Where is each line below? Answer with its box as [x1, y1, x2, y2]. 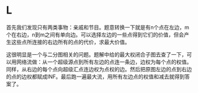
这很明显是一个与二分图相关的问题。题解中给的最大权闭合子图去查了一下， [6, 51, 187, 58]
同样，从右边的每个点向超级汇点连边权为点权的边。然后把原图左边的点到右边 [6, 65, 192, 72]
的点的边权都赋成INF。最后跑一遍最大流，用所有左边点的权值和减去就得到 [6, 73, 185, 80]
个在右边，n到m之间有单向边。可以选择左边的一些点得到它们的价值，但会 [6, 31, 184, 38]
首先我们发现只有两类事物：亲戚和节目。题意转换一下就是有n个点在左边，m [6, 24, 190, 31]
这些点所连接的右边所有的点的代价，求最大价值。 [11, 38, 130, 45]
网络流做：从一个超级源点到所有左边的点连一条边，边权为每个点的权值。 [16, 58, 192, 65]
